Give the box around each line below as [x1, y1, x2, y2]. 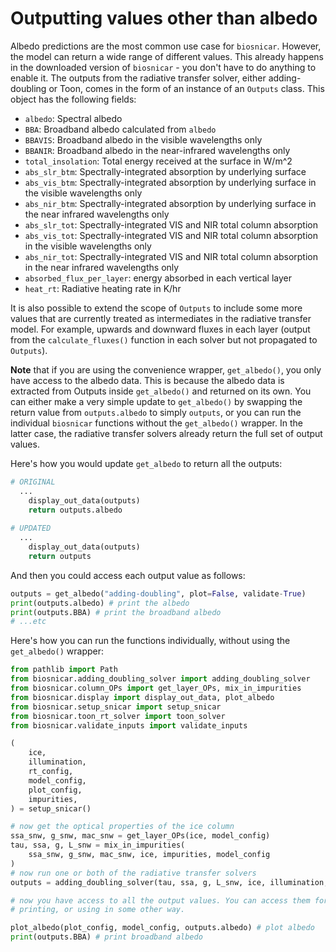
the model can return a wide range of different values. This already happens [10, 50, 324, 62]
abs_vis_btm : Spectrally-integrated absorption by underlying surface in [24, 176, 317, 188]
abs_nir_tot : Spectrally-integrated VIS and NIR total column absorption [24, 250, 319, 262]
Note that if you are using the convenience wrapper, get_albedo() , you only [10, 363, 322, 376]
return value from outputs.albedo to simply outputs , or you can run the [10, 406, 302, 418]
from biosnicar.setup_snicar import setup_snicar [10, 702, 222, 712]
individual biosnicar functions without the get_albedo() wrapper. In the [10, 417, 303, 429]
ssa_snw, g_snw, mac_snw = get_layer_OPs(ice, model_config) [10, 831, 271, 841]
